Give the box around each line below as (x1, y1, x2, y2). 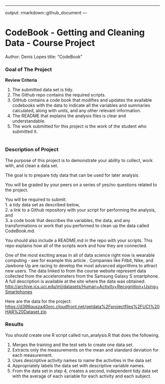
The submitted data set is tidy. (12, 87, 74, 93)
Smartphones (5, 288, 33, 294)
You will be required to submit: (5, 196, 67, 202)
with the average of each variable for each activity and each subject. (12, 373, 151, 379)
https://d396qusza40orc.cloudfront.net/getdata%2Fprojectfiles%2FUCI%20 (5, 303, 160, 309)
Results (5, 321, 24, 328)
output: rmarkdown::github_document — (5, 10, 87, 15)
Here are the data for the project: (5, 298, 72, 304)
